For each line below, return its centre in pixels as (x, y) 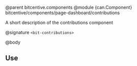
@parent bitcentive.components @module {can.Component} (69, 7)
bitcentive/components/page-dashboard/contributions (63, 13)
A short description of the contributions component (59, 23)
